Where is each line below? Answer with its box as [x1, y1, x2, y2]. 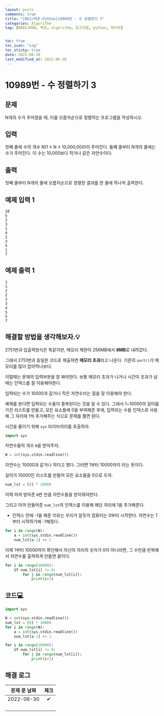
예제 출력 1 [5, 266, 35, 275]
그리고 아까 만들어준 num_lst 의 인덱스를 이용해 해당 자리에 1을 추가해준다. [5, 502, 145, 508]
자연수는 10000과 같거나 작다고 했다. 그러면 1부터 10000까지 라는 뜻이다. [5, 462, 144, 468]
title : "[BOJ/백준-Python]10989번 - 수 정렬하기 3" [5, 16, 104, 21]
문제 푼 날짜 [10, 687, 36, 694]
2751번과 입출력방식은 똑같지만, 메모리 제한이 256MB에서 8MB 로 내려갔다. [5, 347, 148, 353]
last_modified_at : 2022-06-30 [5, 57, 67, 62]
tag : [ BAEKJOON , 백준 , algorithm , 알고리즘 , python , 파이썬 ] [5, 26, 123, 30]
